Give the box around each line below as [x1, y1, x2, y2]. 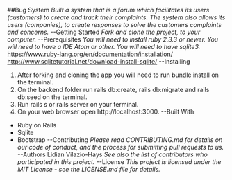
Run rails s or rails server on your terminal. [17, 100, 139, 108]
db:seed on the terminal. [17, 93, 88, 101]
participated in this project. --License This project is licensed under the [17, 158, 222, 165]
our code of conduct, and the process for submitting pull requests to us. [17, 143, 224, 151]
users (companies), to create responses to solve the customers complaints [7, 21, 222, 28]
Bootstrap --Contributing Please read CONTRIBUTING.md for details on [17, 136, 223, 144]
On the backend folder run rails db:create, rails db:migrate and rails [17, 86, 210, 93]
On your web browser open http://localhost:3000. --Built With [17, 107, 194, 116]
